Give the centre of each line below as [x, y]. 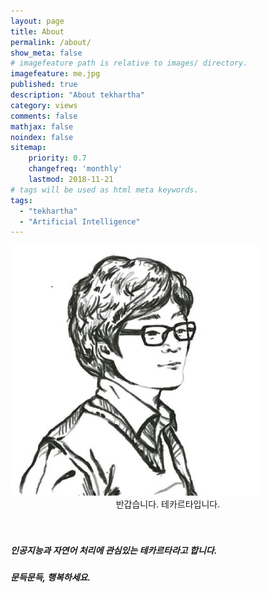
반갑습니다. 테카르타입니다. [168, 504]
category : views [44, 105]
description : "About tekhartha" [77, 95]
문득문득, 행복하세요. [51, 577]
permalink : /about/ [51, 42]
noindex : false [42, 137]
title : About [37, 31]
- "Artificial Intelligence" [80, 221]
